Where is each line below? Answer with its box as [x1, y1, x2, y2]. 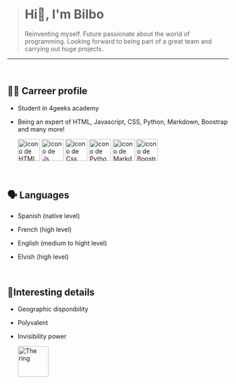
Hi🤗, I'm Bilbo [24, 6, 104, 23]
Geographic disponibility [17, 305, 89, 314]
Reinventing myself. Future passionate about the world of [24, 30, 190, 38]
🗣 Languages [7, 189, 70, 201]
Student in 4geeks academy [17, 103, 100, 112]
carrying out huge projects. [24, 44, 104, 53]
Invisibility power [17, 332, 67, 340]
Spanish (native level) [17, 211, 81, 220]
